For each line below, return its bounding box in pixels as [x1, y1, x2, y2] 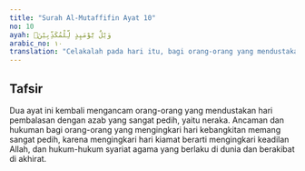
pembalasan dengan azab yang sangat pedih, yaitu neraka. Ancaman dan [9, 115, 284, 126]
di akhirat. [9, 153, 47, 164]
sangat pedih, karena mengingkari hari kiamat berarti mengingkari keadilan [9, 134, 290, 145]
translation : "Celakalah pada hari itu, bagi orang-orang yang [9, 47, 254, 56]
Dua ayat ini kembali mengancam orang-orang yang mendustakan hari [9, 105, 273, 116]
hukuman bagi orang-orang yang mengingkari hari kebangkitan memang [9, 124, 281, 135]
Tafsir [9, 81, 44, 96]
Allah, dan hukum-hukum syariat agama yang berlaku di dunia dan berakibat [9, 143, 295, 155]
